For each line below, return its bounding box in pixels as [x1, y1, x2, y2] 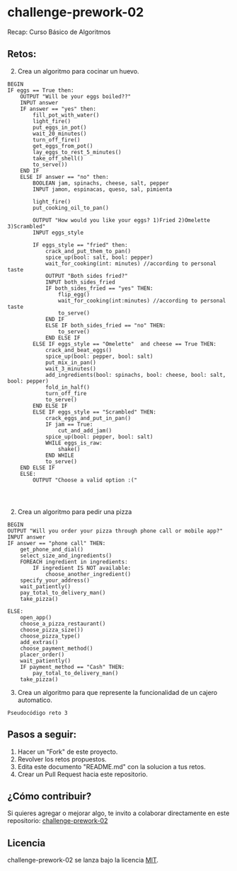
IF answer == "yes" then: [20, 105, 97, 112]
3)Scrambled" [7, 223, 46, 230]
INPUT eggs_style [33, 229, 83, 236]
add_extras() [20, 638, 59, 645]
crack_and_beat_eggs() [45, 346, 112, 353]
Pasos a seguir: [7, 729, 76, 741]
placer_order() [20, 651, 65, 658]
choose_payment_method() [20, 645, 93, 652]
